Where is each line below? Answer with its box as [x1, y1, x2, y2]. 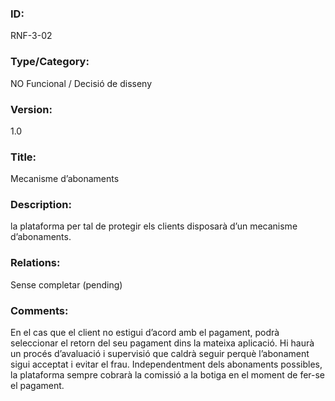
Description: [10, 198, 72, 212]
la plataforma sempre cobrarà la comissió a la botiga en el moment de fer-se [10, 369, 326, 381]
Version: [10, 102, 53, 116]
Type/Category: [10, 55, 90, 69]
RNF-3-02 [10, 30, 53, 42]
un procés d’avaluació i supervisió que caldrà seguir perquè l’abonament [10, 348, 310, 360]
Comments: [10, 303, 69, 317]
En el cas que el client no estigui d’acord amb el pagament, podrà [10, 327, 280, 339]
